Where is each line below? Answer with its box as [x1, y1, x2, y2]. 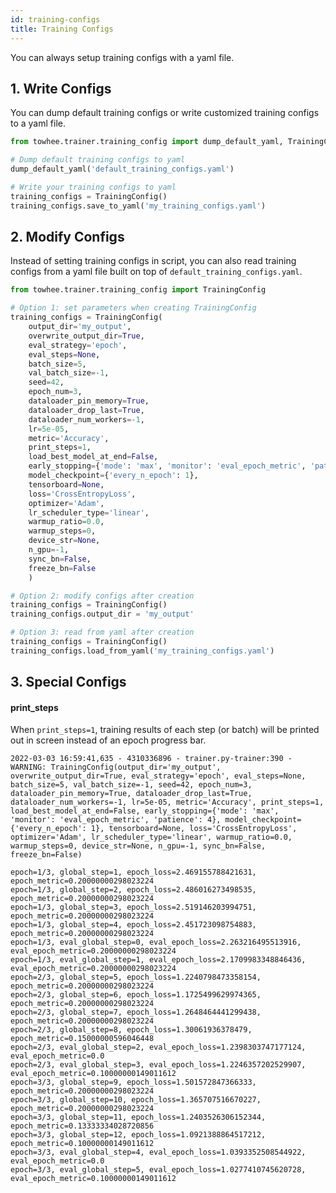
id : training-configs [10, 14, 101, 25]
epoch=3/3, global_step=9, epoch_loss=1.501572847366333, [10, 1077, 257, 1088]
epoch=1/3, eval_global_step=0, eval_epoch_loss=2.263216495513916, [10, 937, 302, 948]
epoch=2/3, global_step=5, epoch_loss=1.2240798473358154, [10, 972, 262, 983]
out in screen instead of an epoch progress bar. [10, 734, 207, 746]
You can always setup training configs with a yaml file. [10, 51, 235, 63]
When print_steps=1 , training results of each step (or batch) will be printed [10, 724, 320, 736]
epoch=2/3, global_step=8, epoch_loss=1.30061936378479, [10, 1025, 253, 1035]
